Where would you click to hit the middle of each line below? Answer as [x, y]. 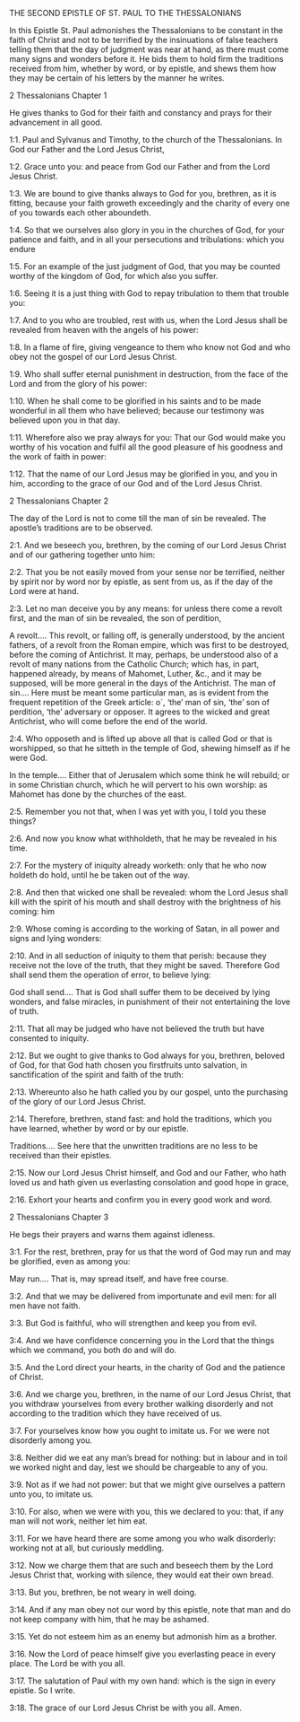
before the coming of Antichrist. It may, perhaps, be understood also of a [144, 655]
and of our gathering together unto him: [82, 555]
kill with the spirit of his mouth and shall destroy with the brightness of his [146, 902]
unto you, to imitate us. [51, 1494]
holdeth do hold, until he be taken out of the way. [100, 875]
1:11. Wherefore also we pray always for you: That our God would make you [148, 437]
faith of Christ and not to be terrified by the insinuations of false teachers [144, 40]
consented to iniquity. [49, 1038]
